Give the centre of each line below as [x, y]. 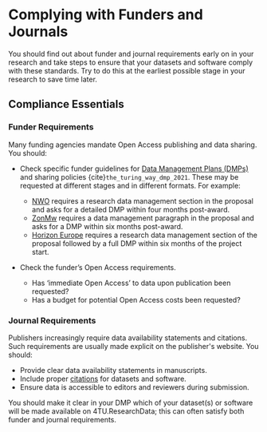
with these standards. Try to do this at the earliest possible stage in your [127, 70]
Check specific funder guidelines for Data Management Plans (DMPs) [134, 168]
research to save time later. [53, 79]
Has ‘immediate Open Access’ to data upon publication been [131, 283]
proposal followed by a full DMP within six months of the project [137, 243]
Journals [38, 32]
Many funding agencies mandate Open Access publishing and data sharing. [133, 145]
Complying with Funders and [106, 15]
